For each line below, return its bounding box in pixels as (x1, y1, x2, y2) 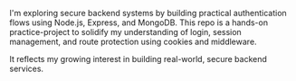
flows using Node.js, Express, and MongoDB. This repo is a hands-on (9, 17, 269, 28)
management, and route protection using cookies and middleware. (9, 36, 257, 47)
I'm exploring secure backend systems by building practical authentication (9, 8, 287, 18)
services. (9, 63, 43, 74)
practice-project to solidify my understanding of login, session (9, 27, 242, 37)
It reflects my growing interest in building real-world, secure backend (9, 54, 267, 64)
